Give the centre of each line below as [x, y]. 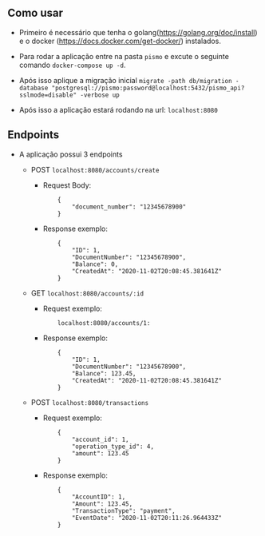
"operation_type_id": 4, [113, 447]
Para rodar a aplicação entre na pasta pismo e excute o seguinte [124, 56]
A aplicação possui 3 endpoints [71, 154]
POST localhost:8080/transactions [90, 402]
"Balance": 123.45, [104, 373]
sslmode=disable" [48, 95]
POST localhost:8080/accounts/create [95, 169]
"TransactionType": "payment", [124, 510]
